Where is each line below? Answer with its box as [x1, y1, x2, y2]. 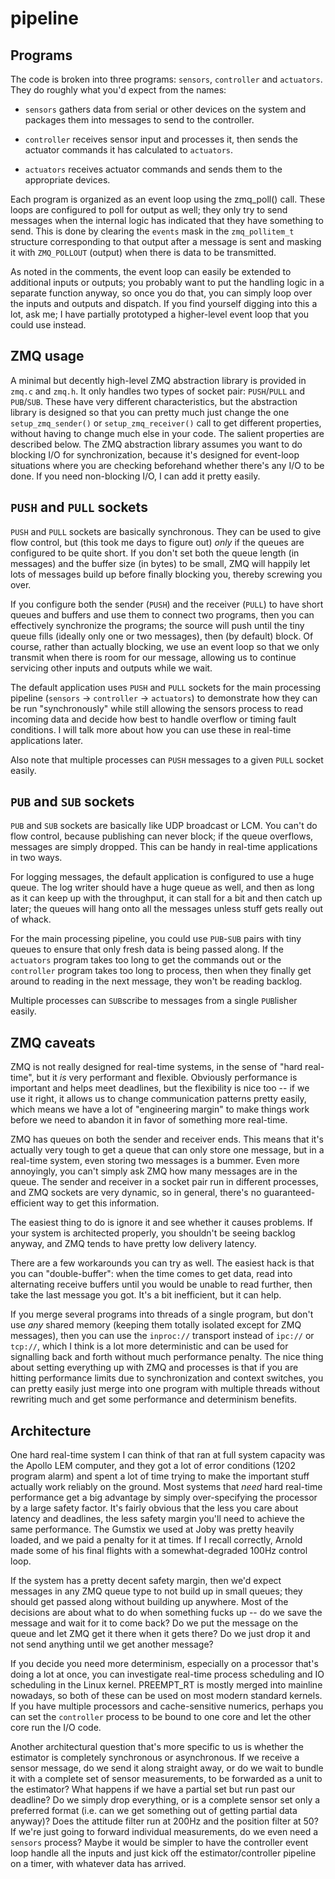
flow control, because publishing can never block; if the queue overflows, [10, 830, 314, 842]
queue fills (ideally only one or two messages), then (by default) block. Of [10, 630, 314, 642]
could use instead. [10, 319, 87, 331]
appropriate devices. [24, 174, 111, 186]
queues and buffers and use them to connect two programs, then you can [10, 608, 315, 621]
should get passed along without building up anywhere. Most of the [10, 1596, 289, 1608]
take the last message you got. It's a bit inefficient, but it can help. [10, 1289, 282, 1301]
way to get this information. [46, 1197, 160, 1209]
